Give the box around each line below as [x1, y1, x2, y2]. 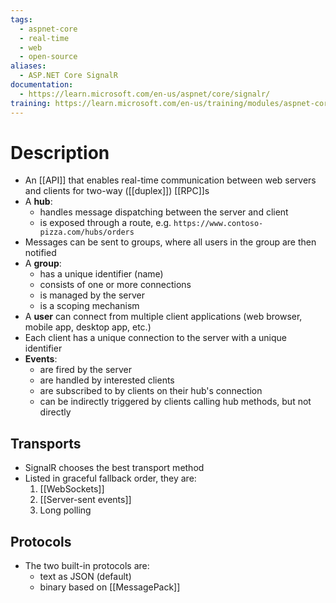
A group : [24, 257, 62, 270]
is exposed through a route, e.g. [39, 217, 172, 229]
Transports [10, 435, 82, 452]
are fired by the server [39, 364, 133, 376]
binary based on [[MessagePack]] [39, 581, 181, 593]
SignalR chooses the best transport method [24, 462, 205, 474]
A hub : [24, 196, 53, 208]
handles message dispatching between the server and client [39, 206, 289, 218]
